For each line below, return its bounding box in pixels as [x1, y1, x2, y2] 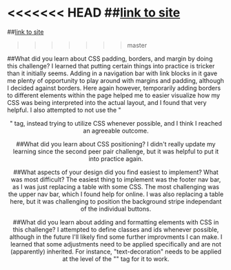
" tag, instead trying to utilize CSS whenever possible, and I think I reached [9, 119, 223, 127]
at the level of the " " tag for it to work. [61, 254, 170, 263]
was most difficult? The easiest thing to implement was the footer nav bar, [10, 175, 221, 184]
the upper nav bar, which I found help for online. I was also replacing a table [8, 190, 224, 198]
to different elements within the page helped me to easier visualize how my [7, 91, 221, 99]
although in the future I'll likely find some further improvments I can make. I [9, 233, 223, 241]
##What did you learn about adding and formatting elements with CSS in [12, 218, 219, 226]
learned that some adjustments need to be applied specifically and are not [10, 240, 222, 248]
